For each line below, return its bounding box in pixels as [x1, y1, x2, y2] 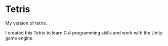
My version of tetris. [5, 20, 47, 26]
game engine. [5, 35, 34, 41]
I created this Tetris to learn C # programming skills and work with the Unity [5, 29, 163, 35]
